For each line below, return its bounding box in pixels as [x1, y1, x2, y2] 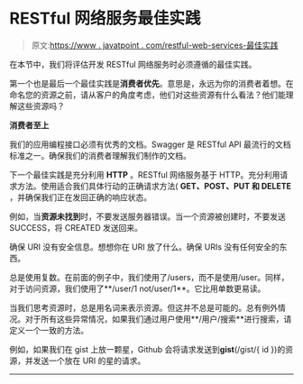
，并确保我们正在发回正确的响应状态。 [9, 191, 151, 203]
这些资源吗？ [16, 100, 65, 111]
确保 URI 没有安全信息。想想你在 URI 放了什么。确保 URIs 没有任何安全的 [9, 241, 280, 252]
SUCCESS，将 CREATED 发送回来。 [9, 222, 142, 233]
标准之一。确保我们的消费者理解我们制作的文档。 [9, 150, 191, 160]
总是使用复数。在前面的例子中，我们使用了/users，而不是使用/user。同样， [9, 271, 289, 282]
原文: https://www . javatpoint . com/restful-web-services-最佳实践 [31, 40, 279, 50]
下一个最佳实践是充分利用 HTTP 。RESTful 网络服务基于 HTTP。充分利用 [9, 169, 280, 180]
